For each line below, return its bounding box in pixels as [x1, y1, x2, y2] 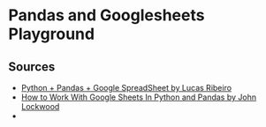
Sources [8, 59, 56, 74]
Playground [8, 24, 95, 44]
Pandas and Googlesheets [8, 5, 205, 26]
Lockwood [20, 101, 60, 111]
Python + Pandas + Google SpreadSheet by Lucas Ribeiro [20, 83, 232, 93]
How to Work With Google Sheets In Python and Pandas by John [20, 92, 257, 102]
